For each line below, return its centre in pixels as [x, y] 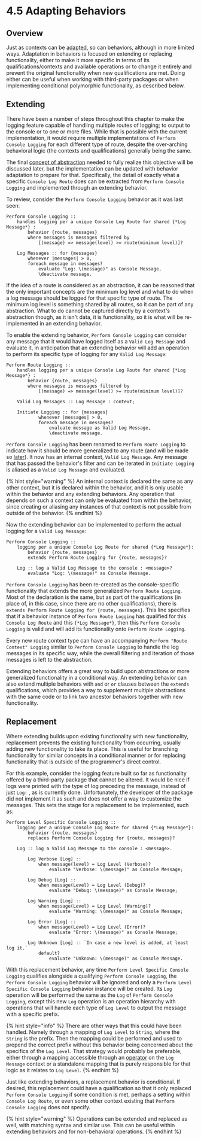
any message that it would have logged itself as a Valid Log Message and [96, 341]
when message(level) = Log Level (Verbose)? [95, 864]
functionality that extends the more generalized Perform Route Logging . [94, 591]
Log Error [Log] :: [52, 922]
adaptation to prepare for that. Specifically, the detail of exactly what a [93, 175]
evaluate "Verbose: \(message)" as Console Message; [116, 869]
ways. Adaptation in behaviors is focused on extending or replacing [89, 54]
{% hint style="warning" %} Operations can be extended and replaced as [97, 1119]
